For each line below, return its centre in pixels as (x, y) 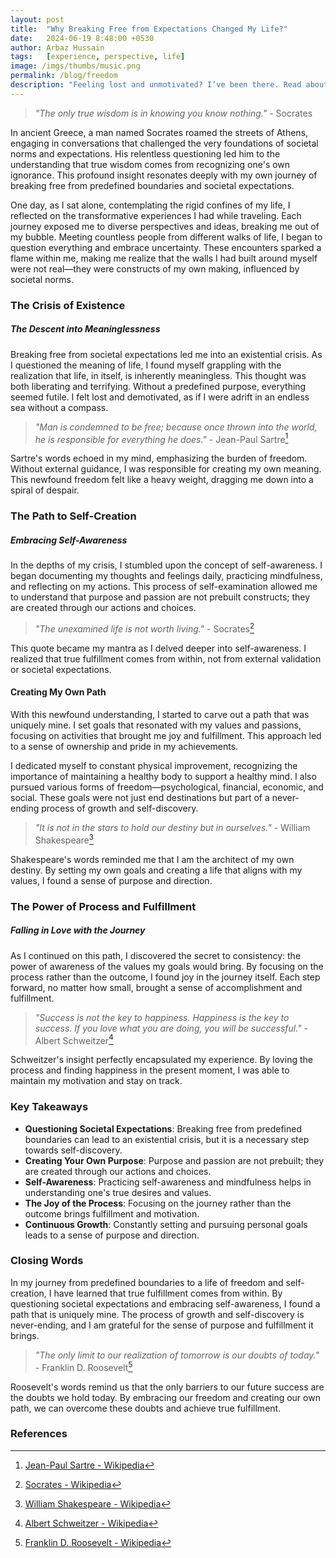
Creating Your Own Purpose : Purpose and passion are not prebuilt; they (174, 1160)
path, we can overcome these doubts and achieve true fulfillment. (146, 1408)
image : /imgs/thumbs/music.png (75, 66)
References (39, 1434)
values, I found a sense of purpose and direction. (111, 880)
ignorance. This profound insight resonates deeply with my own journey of (164, 175)
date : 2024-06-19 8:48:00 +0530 (82, 38)
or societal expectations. (61, 669)
